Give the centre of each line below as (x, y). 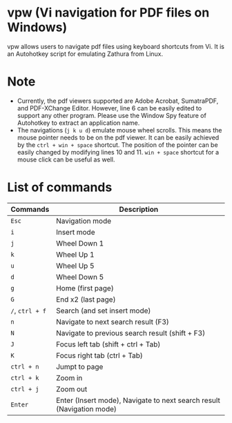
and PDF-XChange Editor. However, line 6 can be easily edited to (109, 108)
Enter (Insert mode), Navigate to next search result (138, 400)
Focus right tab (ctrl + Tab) (100, 355)
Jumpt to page (80, 366)
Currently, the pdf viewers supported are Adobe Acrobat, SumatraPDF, (118, 101)
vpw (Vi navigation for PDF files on (108, 13)
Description (139, 209)
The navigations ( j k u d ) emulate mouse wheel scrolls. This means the (119, 130)
